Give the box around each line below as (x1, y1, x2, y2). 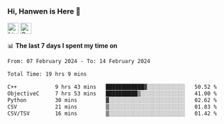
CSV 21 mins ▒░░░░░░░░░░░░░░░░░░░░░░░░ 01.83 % (7, 103, 218, 111)
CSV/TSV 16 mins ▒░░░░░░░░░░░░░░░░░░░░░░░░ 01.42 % (7, 110, 218, 117)
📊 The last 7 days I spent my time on (7, 42, 118, 50)
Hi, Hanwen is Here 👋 (7, 6, 81, 16)
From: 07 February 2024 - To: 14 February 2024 (7, 58, 151, 65)
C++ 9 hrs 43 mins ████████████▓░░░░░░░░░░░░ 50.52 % (7, 84, 218, 91)
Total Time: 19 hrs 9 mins (7, 71, 87, 78)
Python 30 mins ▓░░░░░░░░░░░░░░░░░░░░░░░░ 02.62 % (7, 96, 218, 103)
